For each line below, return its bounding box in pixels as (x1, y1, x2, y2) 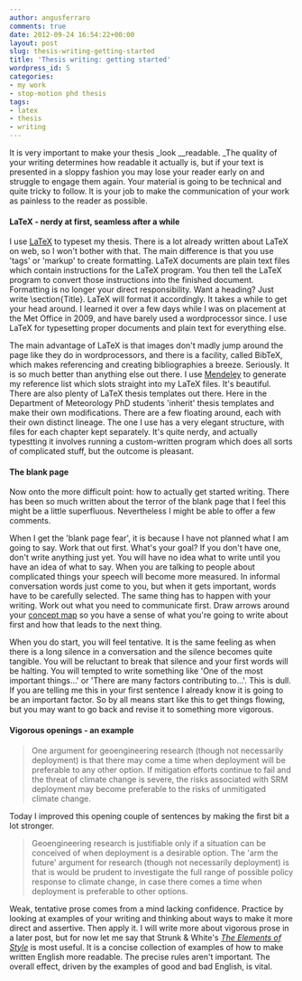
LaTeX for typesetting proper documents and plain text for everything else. (9, 323, 287, 334)
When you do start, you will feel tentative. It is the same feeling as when (9, 637, 277, 647)
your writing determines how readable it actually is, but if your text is (9, 157, 264, 167)
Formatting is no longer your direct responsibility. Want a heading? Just (9, 284, 275, 295)
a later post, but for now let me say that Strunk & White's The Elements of (9, 932, 282, 943)
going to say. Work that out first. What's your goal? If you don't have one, (9, 542, 281, 553)
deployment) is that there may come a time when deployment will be (31, 754, 286, 765)
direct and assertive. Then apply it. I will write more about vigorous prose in (9, 922, 290, 933)
